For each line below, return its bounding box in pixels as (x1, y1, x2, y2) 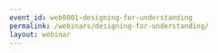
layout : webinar (9, 30, 71, 39)
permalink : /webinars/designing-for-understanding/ (9, 22, 209, 31)
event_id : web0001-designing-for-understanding (9, 13, 193, 22)
